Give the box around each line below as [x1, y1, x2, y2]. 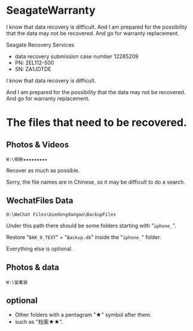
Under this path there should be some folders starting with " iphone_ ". [6, 222, 176, 229]
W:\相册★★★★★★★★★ [6, 156, 48, 162]
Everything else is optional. [6, 245, 73, 252]
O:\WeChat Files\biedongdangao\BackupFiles [6, 211, 117, 218]
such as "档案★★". [14, 318, 64, 326]
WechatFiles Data [6, 196, 73, 206]
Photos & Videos [6, 140, 69, 150]
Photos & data [6, 262, 60, 273]
